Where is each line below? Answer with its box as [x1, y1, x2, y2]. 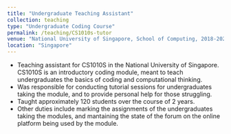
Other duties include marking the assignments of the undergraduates [16, 104, 213, 113]
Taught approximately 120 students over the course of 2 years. [16, 98, 195, 105]
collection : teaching [7, 16, 69, 23]
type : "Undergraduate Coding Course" [7, 23, 115, 30]
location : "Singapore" [7, 42, 72, 49]
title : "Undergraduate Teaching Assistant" [7, 10, 134, 17]
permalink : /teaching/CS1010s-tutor [7, 29, 112, 36]
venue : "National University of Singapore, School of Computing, [7, 36, 198, 43]
